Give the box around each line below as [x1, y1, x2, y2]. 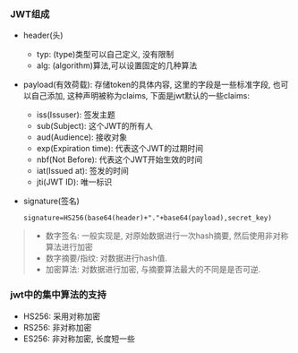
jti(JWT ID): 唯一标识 [36, 176, 113, 187]
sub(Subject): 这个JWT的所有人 [36, 121, 153, 132]
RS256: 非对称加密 [22, 322, 92, 332]
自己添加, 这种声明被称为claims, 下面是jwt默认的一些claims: [30, 90, 250, 101]
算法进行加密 [45, 242, 93, 253]
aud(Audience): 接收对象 [36, 132, 128, 142]
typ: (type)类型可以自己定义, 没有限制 [36, 49, 175, 60]
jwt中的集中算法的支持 [10, 288, 106, 301]
